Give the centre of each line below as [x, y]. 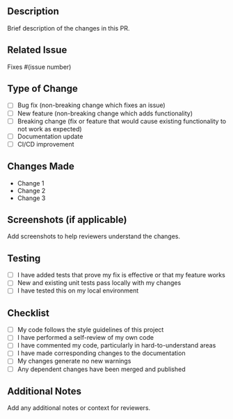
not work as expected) [49, 129]
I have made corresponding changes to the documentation [101, 353]
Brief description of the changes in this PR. [69, 28]
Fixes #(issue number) [39, 67]
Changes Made [41, 166]
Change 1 [31, 183]
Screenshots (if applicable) [67, 219]
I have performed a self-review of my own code [86, 338]
